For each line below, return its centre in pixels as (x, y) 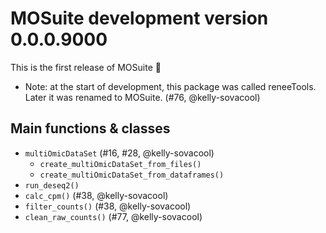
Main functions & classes (90, 128)
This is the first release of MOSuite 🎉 (86, 67)
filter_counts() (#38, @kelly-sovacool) (108, 206)
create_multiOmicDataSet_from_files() (120, 164)
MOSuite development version (139, 18)
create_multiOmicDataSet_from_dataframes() (132, 175)
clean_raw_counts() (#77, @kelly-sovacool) (113, 216)
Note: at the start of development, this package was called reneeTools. (170, 86)
